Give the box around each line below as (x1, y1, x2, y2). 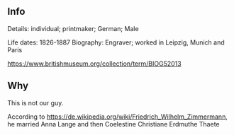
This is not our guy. (7, 98, 64, 107)
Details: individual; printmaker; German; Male (7, 24, 140, 33)
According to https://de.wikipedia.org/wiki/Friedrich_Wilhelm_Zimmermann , (7, 112, 228, 121)
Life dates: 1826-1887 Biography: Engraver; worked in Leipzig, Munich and (7, 38, 225, 47)
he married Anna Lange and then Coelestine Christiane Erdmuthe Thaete (7, 119, 220, 128)
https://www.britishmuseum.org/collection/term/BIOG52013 (7, 59, 182, 68)
